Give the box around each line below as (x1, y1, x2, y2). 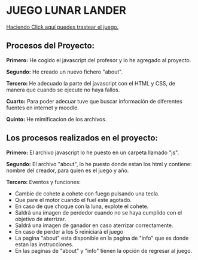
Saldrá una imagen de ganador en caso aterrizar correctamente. (14, 222, 173, 229)
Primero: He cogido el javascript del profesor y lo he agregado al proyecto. (6, 56, 191, 63)
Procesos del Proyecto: (6, 41, 95, 51)
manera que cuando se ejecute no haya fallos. (6, 86, 120, 93)
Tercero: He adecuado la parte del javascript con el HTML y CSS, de (6, 79, 175, 87)
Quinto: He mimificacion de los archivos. (6, 115, 107, 123)
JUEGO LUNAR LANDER (6, 4, 127, 17)
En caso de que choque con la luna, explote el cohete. (14, 203, 149, 210)
